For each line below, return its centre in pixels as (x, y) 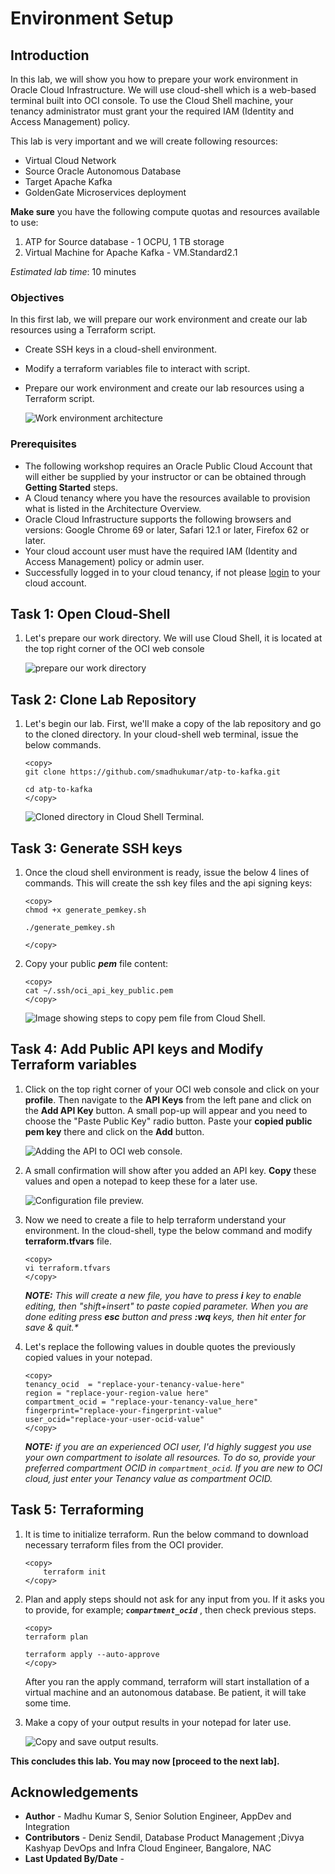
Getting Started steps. (71, 487)
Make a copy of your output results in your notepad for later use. (158, 1722)
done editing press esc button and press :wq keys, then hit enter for (165, 1316)
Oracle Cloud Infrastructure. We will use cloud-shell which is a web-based (163, 90)
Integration (47, 1827)
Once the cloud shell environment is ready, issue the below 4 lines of (167, 873)
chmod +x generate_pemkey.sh (85, 910)
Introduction (50, 55)
